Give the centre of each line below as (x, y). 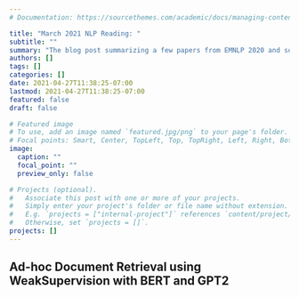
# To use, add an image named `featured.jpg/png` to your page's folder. (149, 132)
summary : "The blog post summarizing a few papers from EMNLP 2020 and (145, 50)
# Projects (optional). (53, 189)
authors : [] (31, 59)
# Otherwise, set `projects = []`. (79, 223)
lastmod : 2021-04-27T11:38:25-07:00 (77, 91)
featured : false (39, 100)
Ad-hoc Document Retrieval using (105, 267)
